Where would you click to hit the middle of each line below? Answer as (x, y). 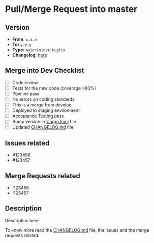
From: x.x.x (24, 39)
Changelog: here (30, 55)
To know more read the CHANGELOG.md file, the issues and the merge (77, 230)
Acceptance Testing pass (38, 116)
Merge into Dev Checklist (45, 71)
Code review (25, 82)
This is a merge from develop (42, 105)
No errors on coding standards (43, 99)
